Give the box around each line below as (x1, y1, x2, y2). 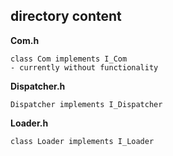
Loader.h (10, 117, 49, 129)
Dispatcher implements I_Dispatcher (10, 99, 163, 109)
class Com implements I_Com (10, 54, 128, 64)
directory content (10, 8, 122, 25)
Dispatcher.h (10, 80, 66, 92)
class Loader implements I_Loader (10, 136, 155, 146)
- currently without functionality (10, 62, 159, 73)
